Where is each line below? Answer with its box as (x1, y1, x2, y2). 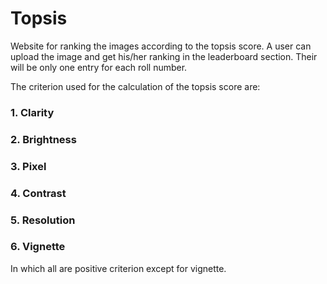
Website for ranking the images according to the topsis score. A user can (10, 40, 312, 52)
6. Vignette (10, 240, 66, 254)
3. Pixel (10, 159, 47, 173)
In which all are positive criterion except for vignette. (10, 262, 227, 274)
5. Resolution (10, 213, 76, 227)
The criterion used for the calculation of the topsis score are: (10, 80, 261, 92)
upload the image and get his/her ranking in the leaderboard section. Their (10, 50, 318, 62)
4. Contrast (10, 186, 67, 200)
